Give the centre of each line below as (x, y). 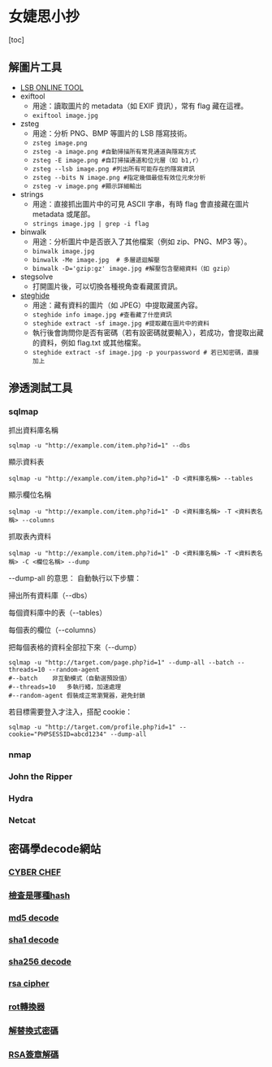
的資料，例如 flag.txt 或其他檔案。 (89, 342)
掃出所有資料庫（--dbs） (50, 595)
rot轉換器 (27, 1007)
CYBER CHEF (35, 873)
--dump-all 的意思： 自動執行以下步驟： (75, 578)
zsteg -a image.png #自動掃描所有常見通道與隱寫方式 (114, 151)
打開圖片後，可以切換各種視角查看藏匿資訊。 (107, 286)
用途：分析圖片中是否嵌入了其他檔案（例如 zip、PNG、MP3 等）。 (142, 242)
